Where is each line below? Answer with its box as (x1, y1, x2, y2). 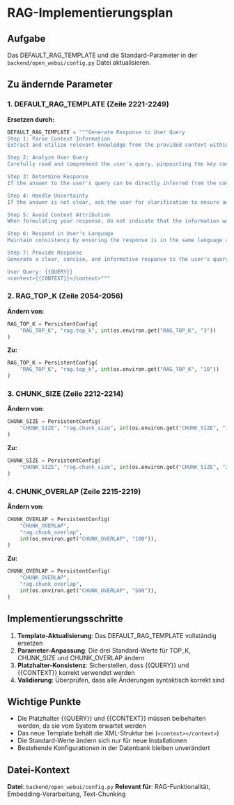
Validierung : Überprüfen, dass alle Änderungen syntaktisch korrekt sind (17, 676, 225, 684)
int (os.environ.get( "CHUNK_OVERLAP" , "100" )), (19, 535, 157, 542)
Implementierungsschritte (7, 613, 123, 625)
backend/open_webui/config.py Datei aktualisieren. (7, 58, 151, 67)
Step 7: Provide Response (7, 249, 82, 257)
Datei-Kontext (7, 764, 70, 776)
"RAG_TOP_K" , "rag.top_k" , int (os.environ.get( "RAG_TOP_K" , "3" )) (19, 327, 217, 334)
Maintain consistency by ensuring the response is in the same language (7, 237, 223, 244)
